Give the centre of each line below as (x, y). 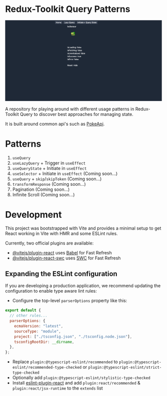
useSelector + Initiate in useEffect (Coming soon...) (65, 173)
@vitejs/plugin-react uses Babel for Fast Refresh (62, 253)
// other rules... (29, 316)
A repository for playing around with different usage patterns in (70, 109)
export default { (23, 311)
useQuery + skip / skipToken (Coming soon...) (57, 179)
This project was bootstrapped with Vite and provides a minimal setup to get (83, 228)
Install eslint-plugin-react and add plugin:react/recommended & (76, 383)
